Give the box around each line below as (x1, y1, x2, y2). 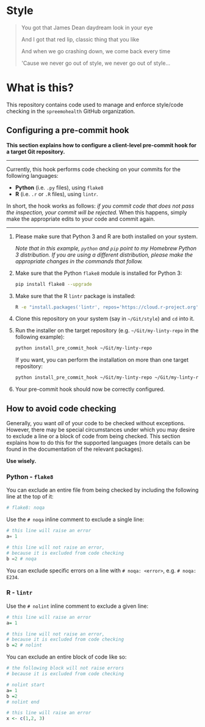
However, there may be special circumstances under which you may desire (6, 426, 195, 433)
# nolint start (6, 682, 45, 688)
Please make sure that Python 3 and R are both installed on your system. (15, 233, 198, 240)
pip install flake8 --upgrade (15, 281, 93, 287)
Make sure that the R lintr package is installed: (15, 292, 136, 299)
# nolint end (6, 699, 40, 705)
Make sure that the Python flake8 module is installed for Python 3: (15, 269, 182, 277)
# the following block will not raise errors (6, 665, 124, 671)
